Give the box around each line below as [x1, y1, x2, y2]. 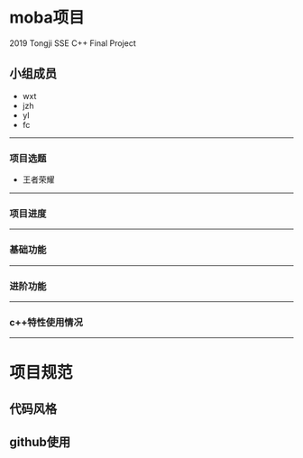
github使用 [9, 435, 71, 450]
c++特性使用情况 [9, 316, 83, 328]
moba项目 [9, 7, 85, 28]
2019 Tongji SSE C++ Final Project [9, 37, 137, 49]
